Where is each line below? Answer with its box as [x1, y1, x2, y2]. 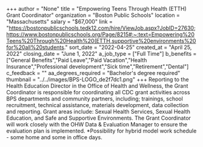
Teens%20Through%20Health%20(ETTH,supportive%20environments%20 [6, 38, 196, 44]
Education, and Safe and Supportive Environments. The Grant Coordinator [6, 114, 191, 122]
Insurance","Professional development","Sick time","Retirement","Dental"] [6, 63, 189, 70]
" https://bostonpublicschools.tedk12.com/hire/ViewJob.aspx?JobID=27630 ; [6, 24, 196, 31]
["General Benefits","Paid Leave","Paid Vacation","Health [6, 57, 147, 64]
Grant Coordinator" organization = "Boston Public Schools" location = [6, 11, 180, 19]
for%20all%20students [6, 44, 65, 51]
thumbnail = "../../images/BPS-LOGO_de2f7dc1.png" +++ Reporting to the [6, 76, 189, 83]
